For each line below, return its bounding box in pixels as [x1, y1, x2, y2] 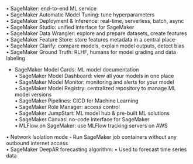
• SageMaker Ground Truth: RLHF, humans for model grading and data [6, 49, 177, 55]
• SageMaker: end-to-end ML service [6, 5, 97, 12]
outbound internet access [6, 140, 68, 146]
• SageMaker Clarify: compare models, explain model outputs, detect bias [6, 42, 185, 49]
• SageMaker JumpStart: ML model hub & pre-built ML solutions [14, 110, 170, 117]
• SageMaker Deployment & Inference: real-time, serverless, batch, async [6, 18, 184, 24]
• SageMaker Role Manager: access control [14, 104, 120, 110]
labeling [6, 55, 25, 61]
